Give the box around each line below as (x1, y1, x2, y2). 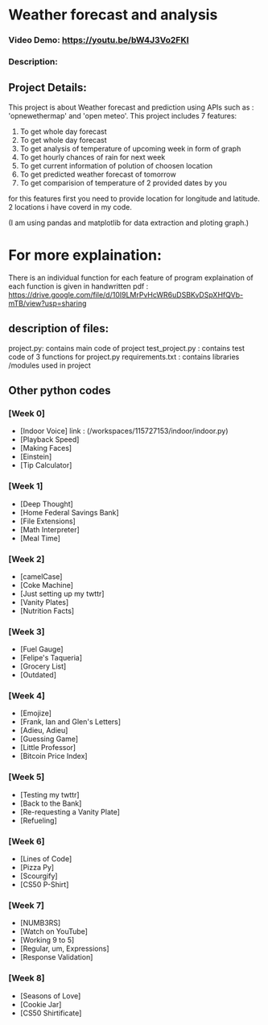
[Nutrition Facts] (19, 606, 75, 615)
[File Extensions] (19, 516, 76, 526)
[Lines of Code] (19, 854, 72, 864)
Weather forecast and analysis (8, 6, 218, 24)
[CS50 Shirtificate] (19, 1008, 82, 1018)
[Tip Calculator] (19, 460, 72, 470)
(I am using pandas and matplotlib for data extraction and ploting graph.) (8, 218, 249, 227)
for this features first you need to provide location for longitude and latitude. (8, 194, 260, 203)
